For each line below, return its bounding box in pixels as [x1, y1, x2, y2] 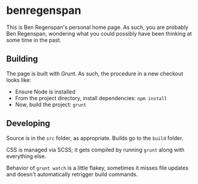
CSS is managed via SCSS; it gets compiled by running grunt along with [6, 146, 185, 153]
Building [6, 54, 38, 64]
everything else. [6, 152, 46, 160]
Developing [6, 118, 50, 128]
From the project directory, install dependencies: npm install [14, 94, 167, 101]
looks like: [6, 76, 31, 83]
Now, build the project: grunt [14, 101, 86, 108]
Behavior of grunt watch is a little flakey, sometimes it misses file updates [6, 164, 189, 171]
